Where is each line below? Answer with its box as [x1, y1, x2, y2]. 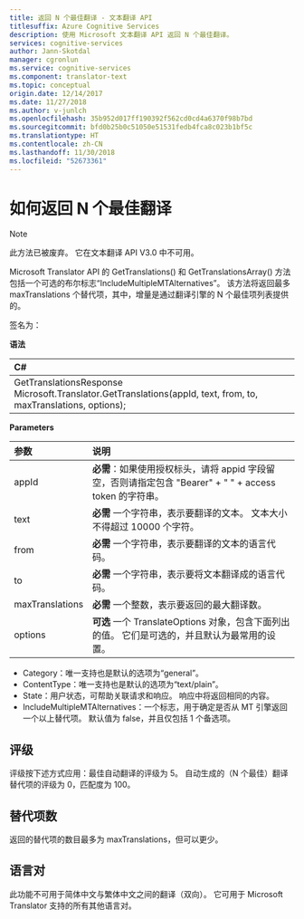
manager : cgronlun [9, 55, 79, 64]
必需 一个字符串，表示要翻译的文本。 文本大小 [91, 507, 288, 520]
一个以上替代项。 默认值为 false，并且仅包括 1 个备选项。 [22, 713, 236, 724]
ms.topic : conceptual [9, 81, 91, 90]
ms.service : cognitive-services [9, 64, 131, 73]
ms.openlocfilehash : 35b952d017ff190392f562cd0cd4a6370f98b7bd [9, 114, 253, 123]
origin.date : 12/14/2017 [9, 89, 103, 98]
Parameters [9, 422, 54, 433]
